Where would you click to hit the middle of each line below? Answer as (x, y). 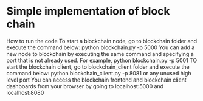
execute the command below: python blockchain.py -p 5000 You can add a (101, 47)
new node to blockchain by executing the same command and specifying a (100, 54)
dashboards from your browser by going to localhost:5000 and (85, 86)
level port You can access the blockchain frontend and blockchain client (96, 80)
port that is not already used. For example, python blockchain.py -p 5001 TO (102, 60)
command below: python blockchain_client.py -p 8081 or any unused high (99, 73)
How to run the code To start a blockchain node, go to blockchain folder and (102, 41)
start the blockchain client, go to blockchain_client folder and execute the (98, 67)
